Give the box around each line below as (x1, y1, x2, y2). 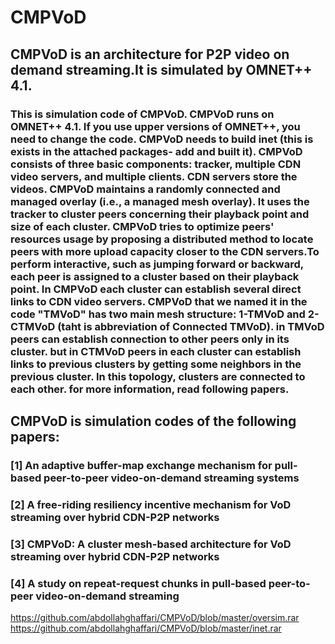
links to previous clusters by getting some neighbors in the (10, 357, 302, 371)
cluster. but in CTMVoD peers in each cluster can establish (10, 344, 302, 358)
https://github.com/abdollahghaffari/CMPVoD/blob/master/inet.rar (10, 622, 282, 634)
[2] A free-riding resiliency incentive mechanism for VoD (10, 497, 292, 511)
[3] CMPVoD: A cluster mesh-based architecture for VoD (10, 537, 292, 551)
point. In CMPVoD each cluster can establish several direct (10, 282, 302, 296)
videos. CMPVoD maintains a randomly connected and (10, 182, 281, 196)
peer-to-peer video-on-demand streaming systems (43, 471, 300, 485)
